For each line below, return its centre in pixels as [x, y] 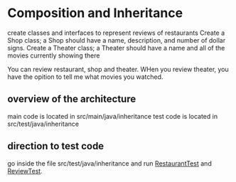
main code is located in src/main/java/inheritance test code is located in [113, 116]
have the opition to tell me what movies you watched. [85, 77]
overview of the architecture [72, 99]
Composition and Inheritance [95, 13]
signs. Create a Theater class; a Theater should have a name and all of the [116, 48]
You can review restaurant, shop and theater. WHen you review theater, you [118, 69]
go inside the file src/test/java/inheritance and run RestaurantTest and [109, 163]
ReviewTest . [25, 171]
